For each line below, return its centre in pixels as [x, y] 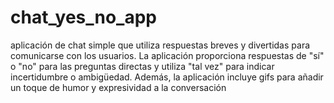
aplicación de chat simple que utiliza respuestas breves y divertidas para [160, 45]
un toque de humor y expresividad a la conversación [118, 87]
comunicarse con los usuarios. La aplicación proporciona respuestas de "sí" [167, 55]
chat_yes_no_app [84, 17]
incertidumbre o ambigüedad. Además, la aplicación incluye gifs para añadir [167, 77]
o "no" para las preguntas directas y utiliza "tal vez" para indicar [142, 66]
